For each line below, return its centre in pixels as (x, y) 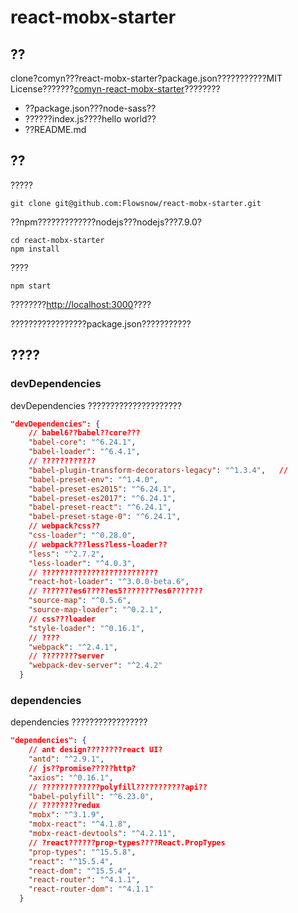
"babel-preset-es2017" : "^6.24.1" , (102, 498)
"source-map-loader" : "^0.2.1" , (95, 610)
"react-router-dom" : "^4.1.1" (91, 889)
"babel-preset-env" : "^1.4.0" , (93, 479)
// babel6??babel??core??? (84, 433)
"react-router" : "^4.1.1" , (84, 880)
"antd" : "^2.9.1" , (66, 759)
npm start (31, 286)
